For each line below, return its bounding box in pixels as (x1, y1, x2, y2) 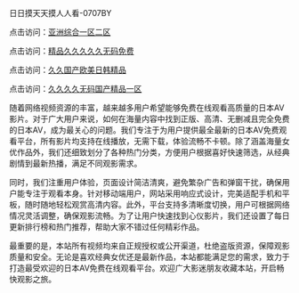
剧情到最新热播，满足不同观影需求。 (9, 159, 142, 168)
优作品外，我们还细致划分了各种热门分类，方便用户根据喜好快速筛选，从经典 (9, 147, 290, 158)
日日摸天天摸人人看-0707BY (9, 8, 112, 18)
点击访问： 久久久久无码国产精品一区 (9, 84, 142, 94)
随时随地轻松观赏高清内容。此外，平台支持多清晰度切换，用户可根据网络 (24, 199, 290, 209)
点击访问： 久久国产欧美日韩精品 (9, 65, 126, 75)
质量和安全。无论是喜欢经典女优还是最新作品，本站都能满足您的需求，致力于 (9, 252, 290, 262)
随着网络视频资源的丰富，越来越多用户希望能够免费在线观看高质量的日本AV (9, 102, 285, 113)
